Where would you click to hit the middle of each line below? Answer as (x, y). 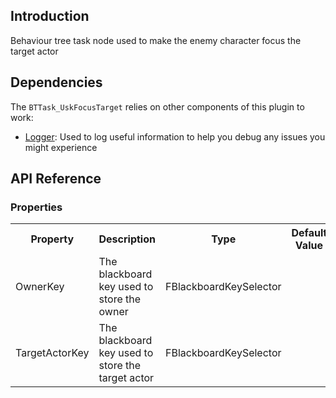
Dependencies (56, 82)
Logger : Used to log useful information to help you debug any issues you (175, 136)
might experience (61, 147)
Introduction (50, 16)
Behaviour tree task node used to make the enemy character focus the (156, 40)
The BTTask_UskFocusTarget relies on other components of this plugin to (157, 106)
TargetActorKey (52, 353)
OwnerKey (40, 287)
